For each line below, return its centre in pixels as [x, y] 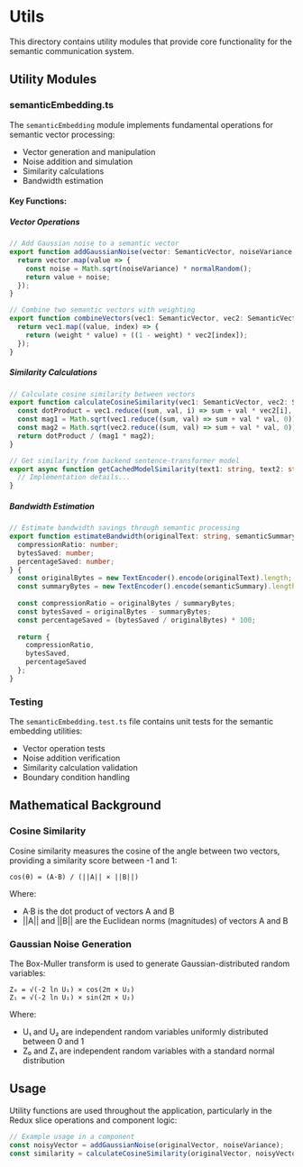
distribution [44, 1061]
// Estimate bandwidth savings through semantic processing [125, 528]
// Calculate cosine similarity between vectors [102, 394]
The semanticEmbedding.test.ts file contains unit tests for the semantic [142, 722]
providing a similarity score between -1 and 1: [93, 860]
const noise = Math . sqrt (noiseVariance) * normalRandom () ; [139, 269]
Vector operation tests [64, 749]
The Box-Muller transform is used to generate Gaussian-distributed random [150, 964]
